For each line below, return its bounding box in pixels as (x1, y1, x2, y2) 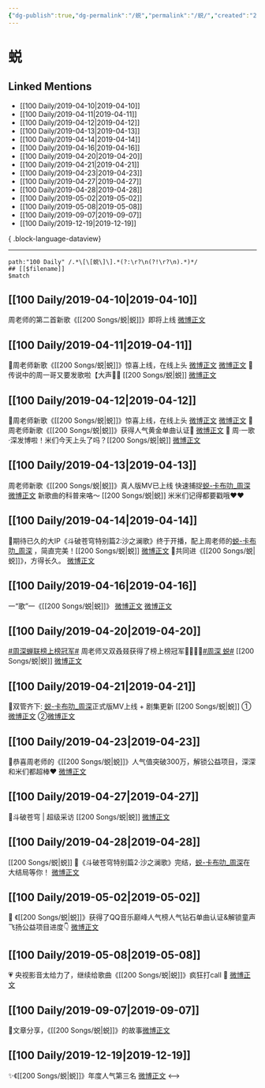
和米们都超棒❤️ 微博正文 (8, 766, 87, 776)
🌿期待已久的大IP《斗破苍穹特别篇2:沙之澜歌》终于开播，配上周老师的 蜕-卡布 (8, 536, 256, 545)
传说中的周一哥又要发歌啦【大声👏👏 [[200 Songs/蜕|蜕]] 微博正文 (8, 371, 217, 380)
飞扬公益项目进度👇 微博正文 (8, 922, 99, 932)
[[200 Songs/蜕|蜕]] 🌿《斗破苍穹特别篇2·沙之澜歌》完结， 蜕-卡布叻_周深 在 (8, 857, 251, 867)
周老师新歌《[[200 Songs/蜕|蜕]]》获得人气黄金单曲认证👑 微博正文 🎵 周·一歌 (8, 426, 256, 435)
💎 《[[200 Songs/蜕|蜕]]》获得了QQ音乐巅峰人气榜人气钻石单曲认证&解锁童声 (8, 913, 256, 922)
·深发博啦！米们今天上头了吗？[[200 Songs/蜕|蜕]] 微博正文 (8, 435, 201, 445)
